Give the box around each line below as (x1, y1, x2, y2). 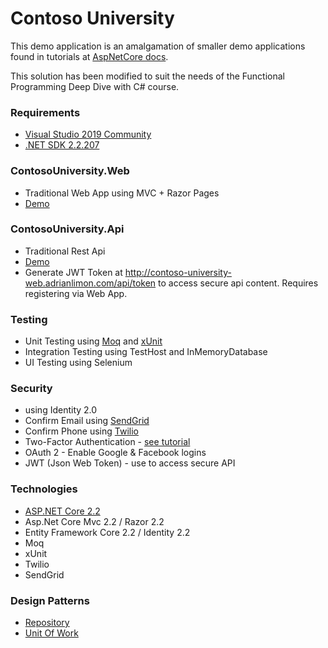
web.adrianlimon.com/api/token (24, 277, 157, 289)
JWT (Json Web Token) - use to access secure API (24, 457, 236, 469)
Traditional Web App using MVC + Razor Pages (24, 187, 220, 199)
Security (10, 382, 53, 396)
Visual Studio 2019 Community (24, 128, 152, 141)
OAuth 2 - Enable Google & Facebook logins (24, 447, 207, 459)
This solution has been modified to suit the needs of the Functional (10, 70, 286, 82)
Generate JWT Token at (24, 266, 123, 278)
